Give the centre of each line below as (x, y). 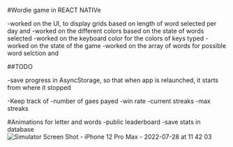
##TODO (20, 67)
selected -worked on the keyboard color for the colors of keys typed (106, 38)
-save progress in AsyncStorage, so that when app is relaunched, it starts (113, 80)
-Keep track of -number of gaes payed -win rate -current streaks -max (109, 101)
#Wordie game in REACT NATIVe (54, 10)
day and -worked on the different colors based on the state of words (106, 31)
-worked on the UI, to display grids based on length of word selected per (112, 23)
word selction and (33, 53)
